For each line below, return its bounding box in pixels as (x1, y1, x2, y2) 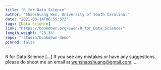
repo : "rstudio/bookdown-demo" (5, 35, 71, 40)
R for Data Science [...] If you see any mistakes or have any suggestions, (5, 53, 156, 59)
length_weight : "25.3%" (5, 30, 56, 35)
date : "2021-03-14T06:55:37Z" (5, 16, 69, 21)
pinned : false (5, 40, 35, 45)
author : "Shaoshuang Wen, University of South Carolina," (5, 12, 130, 17)
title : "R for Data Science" (5, 7, 67, 12)
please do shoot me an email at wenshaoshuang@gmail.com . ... (5, 58, 138, 65)
